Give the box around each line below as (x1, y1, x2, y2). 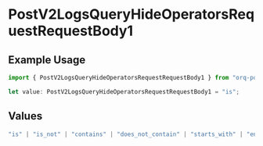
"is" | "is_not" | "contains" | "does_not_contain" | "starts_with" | (8, 130, 243, 138)
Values (8, 109, 43, 123)
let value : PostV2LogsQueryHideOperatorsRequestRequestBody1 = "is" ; (8, 87, 240, 95)
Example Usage (8, 53, 86, 66)
